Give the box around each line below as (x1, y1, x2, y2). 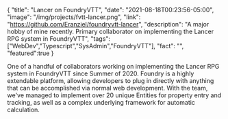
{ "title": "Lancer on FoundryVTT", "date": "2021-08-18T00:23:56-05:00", (7, 6, 214, 14)
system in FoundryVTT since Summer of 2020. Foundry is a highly (7, 69, 194, 78)
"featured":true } (7, 49, 54, 57)
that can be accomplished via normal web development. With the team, (7, 84, 208, 92)
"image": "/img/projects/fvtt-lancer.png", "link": (7, 13, 141, 21)
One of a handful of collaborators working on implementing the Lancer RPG (7, 63, 220, 70)
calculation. (7, 105, 40, 114)
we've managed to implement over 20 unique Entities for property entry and (7, 91, 222, 99)
